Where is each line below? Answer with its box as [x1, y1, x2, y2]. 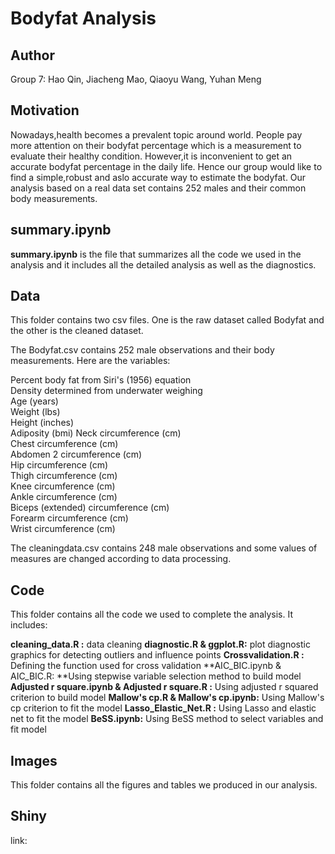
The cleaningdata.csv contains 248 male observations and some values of [10, 542, 318, 554]
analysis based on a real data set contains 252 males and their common [10, 182, 307, 194]
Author [10, 47, 55, 64]
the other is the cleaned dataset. [10, 325, 144, 337]
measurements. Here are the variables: [10, 355, 171, 367]
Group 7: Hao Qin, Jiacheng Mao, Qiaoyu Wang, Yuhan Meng [10, 73, 262, 85]
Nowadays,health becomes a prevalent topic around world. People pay [10, 128, 303, 141]
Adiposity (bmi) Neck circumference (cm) [10, 427, 182, 439]
